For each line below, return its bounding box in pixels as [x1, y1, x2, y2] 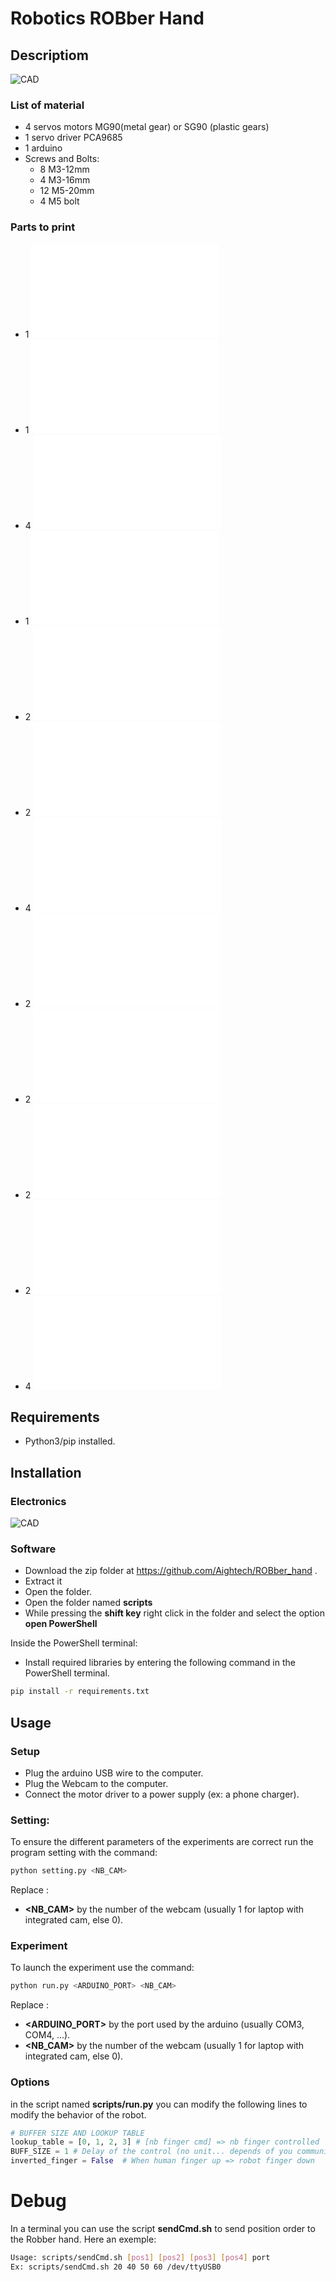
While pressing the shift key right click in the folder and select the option [24, 1607, 325, 1619]
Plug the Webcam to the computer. [24, 1777, 169, 1789]
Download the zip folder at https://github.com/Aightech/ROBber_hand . [24, 1565, 318, 1577]
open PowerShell [24, 1618, 98, 1630]
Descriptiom [10, 47, 89, 64]
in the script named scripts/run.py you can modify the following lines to [10, 2098, 308, 2110]
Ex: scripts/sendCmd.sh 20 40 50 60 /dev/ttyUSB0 [10, 2262, 222, 2272]
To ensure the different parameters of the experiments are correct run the [10, 1836, 314, 1848]
